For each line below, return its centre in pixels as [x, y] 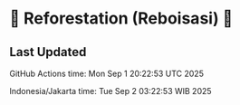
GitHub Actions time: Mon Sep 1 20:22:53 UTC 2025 [106, 73]
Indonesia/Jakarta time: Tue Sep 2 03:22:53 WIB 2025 [110, 91]
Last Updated [48, 52]
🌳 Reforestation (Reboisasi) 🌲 [121, 19]
